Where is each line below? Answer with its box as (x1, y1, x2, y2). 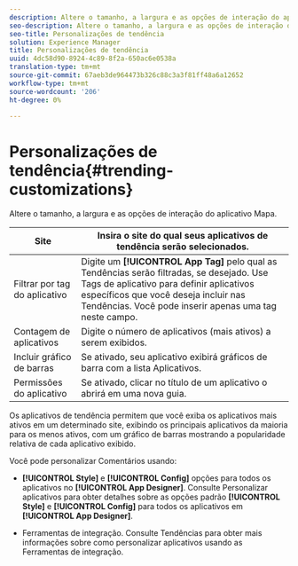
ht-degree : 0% (9, 95, 62, 105)
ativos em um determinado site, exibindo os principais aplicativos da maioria (9, 420, 288, 430)
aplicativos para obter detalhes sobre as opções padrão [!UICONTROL (21, 491, 281, 502)
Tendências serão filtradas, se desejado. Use (81, 267, 269, 279)
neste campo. (81, 311, 138, 324)
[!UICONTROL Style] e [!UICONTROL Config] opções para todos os (21, 473, 271, 483)
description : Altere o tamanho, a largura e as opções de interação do (9, 12, 279, 22)
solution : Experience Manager (9, 37, 122, 47)
